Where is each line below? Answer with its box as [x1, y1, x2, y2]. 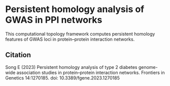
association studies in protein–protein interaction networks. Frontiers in [16, 69, 165, 75]
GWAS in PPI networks [5, 14, 103, 26]
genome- [138, 64, 158, 70]
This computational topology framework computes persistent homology [5, 31, 155, 37]
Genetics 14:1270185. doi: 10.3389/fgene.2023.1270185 [5, 74, 120, 81]
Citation [5, 51, 31, 59]
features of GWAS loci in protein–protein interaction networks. [5, 36, 135, 42]
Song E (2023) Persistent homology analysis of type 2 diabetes [5, 64, 138, 70]
